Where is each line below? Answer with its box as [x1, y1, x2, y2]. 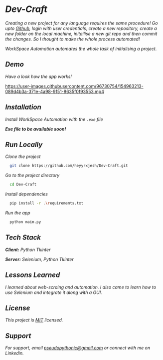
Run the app [5, 210, 31, 215]
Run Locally [5, 140, 43, 148]
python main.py [9, 219, 41, 224]
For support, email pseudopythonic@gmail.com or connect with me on [5, 345, 151, 351]
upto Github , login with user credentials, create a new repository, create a [5, 25, 157, 31]
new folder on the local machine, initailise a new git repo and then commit [5, 30, 158, 36]
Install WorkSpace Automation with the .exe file [5, 116, 103, 122]
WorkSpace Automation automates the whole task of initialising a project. [5, 45, 157, 51]
